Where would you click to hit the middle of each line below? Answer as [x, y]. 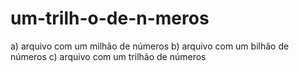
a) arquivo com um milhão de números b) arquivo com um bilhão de [150, 46]
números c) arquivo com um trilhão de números [108, 56]
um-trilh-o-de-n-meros [110, 18]
